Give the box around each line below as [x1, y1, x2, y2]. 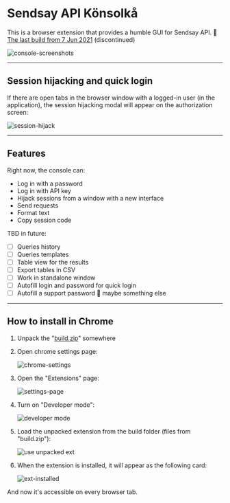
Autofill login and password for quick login [16, 281, 137, 289]
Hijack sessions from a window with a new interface [16, 194, 164, 202]
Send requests [16, 201, 59, 210]
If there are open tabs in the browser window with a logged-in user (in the [7, 93, 216, 102]
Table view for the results [16, 258, 89, 266]
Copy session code [16, 216, 72, 224]
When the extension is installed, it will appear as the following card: [16, 461, 207, 469]
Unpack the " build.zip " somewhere [16, 334, 116, 342]
